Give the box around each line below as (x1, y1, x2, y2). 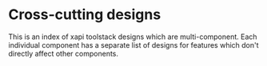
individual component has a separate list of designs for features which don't (8, 40, 259, 49)
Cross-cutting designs (8, 6, 161, 24)
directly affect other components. (8, 49, 118, 58)
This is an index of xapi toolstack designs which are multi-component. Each (8, 32, 257, 41)
